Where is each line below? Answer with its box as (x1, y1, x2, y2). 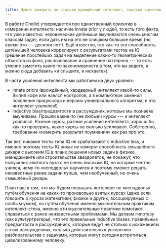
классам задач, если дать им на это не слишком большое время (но (5, 36, 151, 42)
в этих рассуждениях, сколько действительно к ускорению (5, 226, 131, 232)
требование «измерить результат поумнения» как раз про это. (12, 129, 146, 135)
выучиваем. (12, 113, 38, 119)
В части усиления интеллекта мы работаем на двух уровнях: (5, 77, 134, 83)
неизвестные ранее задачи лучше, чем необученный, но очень (5, 170, 139, 176)
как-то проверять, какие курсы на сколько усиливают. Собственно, (12, 124, 157, 130)
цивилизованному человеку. (5, 237, 66, 243)
